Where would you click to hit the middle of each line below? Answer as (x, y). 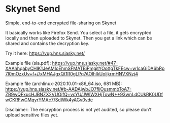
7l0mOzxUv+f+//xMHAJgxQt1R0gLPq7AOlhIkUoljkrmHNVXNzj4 (72, 73)
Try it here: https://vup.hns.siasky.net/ (45, 53)
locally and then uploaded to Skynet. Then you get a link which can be (79, 38)
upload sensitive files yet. (32, 115)
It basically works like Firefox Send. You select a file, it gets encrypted (78, 32)
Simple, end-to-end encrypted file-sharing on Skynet (61, 23)
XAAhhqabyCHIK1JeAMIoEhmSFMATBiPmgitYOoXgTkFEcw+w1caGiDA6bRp (85, 68)
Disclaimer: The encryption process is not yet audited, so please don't (79, 109)
